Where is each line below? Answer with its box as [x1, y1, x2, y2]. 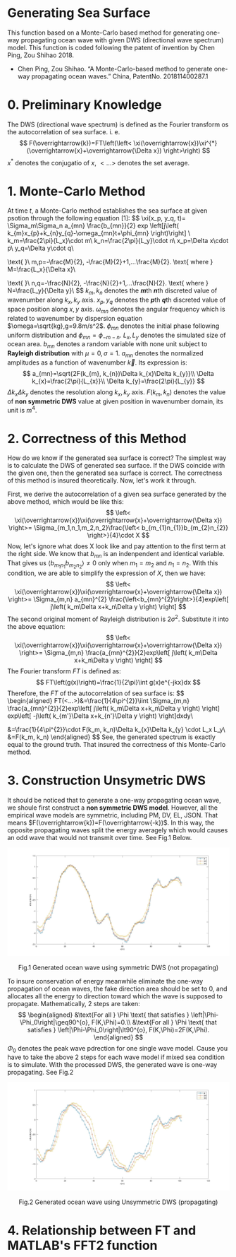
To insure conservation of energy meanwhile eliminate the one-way [7, 976, 204, 985]
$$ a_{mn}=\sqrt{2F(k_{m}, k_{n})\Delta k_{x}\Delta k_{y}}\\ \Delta [22, 370, 215, 378]
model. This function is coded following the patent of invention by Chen [7, 43, 215, 52]
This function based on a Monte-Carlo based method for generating [7, 28, 205, 37]
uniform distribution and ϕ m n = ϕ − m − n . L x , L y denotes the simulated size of [7, 331, 226, 341]
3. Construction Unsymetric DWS [7, 772, 206, 789]
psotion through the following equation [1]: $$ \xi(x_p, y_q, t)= [7, 214, 187, 223]
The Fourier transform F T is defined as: [7, 667, 121, 675]
